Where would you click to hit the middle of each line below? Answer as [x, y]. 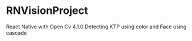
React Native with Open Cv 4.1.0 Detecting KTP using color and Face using [96, 27]
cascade [17, 32]
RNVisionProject [47, 11]
